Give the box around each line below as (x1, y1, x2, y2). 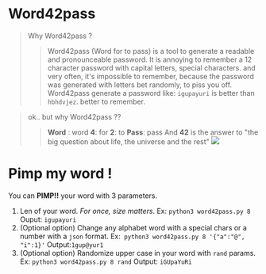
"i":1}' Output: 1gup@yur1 (19, 239, 104, 249)
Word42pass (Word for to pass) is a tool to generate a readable (47, 46, 255, 55)
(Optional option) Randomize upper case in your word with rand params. (19, 248, 256, 257)
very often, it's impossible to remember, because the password (47, 71, 254, 81)
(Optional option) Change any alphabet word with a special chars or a (19, 223, 248, 232)
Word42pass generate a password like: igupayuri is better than (47, 88, 256, 97)
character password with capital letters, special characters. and (47, 63, 256, 72)
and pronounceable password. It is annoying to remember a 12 (47, 55, 253, 64)
